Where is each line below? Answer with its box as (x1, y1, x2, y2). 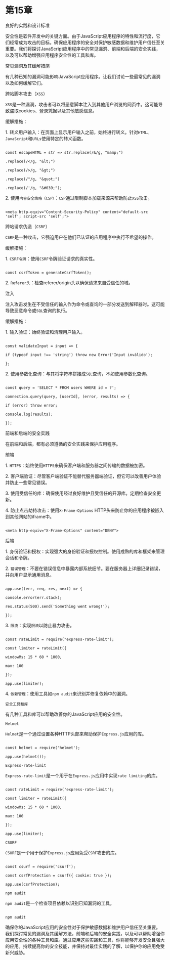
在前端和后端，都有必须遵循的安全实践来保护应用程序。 (5, 441, 120, 447)
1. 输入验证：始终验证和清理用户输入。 (5, 329, 85, 335)
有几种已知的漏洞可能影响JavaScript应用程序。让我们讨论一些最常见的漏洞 (5, 73, 161, 79)
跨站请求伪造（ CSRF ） (5, 223, 50, 229)
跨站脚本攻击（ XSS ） (5, 91, 48, 97)
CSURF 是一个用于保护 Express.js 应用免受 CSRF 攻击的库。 (5, 849, 120, 855)
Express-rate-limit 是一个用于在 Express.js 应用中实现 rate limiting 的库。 (5, 772, 160, 778)
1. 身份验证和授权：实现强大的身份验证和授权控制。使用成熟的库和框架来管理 (5, 548, 165, 554)
